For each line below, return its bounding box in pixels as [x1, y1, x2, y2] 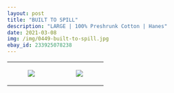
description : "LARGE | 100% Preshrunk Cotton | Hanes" [7, 23, 168, 29]
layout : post [7, 10, 45, 17]
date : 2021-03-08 [7, 29, 57, 36]
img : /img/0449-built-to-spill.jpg [7, 36, 109, 42]
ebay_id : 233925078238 [7, 42, 72, 49]
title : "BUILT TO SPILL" [7, 16, 78, 23]
